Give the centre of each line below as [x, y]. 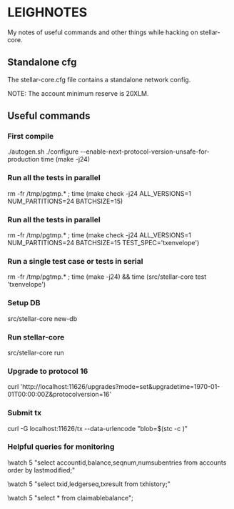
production [24, 159]
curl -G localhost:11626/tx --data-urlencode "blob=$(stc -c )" [97, 428]
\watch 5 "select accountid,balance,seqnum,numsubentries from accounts [117, 463]
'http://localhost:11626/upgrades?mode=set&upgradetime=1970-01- [120, 387]
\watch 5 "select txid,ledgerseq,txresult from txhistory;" [89, 484]
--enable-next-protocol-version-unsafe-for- [145, 152]
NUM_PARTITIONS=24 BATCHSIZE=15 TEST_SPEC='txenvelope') [103, 243]
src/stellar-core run [36, 352]
